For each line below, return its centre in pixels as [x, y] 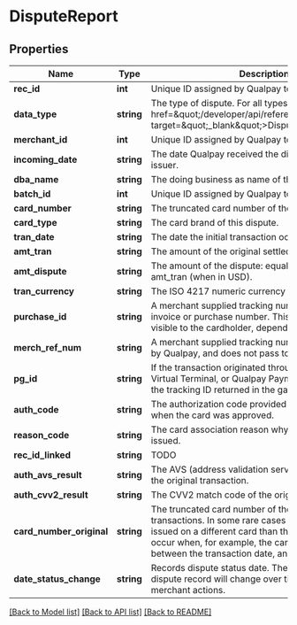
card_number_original [61, 531]
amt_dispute [41, 271]
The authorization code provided [219, 404]
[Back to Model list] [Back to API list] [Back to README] [110, 612]
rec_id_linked [42, 455]
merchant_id [41, 139]
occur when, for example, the [211, 542]
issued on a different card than [214, 531]
